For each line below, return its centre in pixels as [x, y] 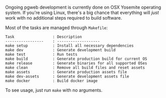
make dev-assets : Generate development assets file [67, 76]
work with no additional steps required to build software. [64, 18]
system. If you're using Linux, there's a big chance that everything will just [82, 13]
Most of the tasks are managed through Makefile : [57, 28]
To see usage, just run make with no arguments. [54, 90]
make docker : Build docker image [52, 81]
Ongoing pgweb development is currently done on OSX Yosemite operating [83, 7]
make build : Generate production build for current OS [76, 59]
